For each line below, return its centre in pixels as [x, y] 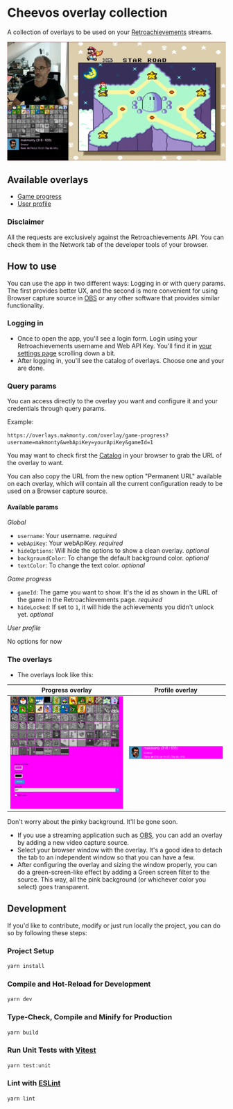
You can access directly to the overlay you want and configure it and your [113, 401]
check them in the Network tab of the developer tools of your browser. [108, 244]
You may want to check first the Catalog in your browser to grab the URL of [115, 455]
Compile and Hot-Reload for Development [79, 984]
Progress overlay [67, 690]
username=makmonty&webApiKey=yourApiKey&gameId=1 [80, 443]
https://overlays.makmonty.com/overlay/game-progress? [88, 436]
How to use [32, 267]
